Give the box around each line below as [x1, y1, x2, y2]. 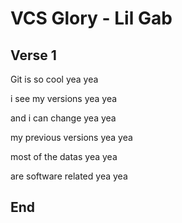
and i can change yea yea [10, 112, 117, 124]
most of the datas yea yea [10, 151, 118, 162]
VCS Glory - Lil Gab [10, 7, 173, 30]
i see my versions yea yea [10, 93, 118, 104]
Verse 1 [10, 47, 57, 64]
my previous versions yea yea [10, 132, 133, 143]
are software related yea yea [10, 170, 128, 182]
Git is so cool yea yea [10, 73, 99, 85]
